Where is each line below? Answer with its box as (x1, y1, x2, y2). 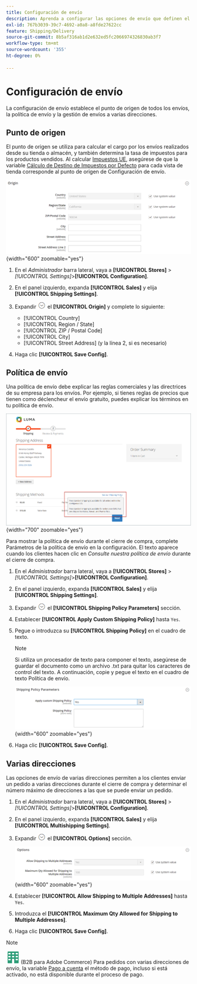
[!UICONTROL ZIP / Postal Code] (23, 326, 103, 334)
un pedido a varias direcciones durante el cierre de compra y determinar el (6, 780, 187, 787)
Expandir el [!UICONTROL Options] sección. (14, 834, 133, 842)
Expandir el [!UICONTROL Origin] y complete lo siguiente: (14, 303, 165, 310)
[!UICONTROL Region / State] (23, 321, 95, 328)
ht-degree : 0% (6, 53, 41, 59)
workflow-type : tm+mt (6, 41, 59, 46)
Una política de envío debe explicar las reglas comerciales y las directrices (6, 383, 186, 390)
